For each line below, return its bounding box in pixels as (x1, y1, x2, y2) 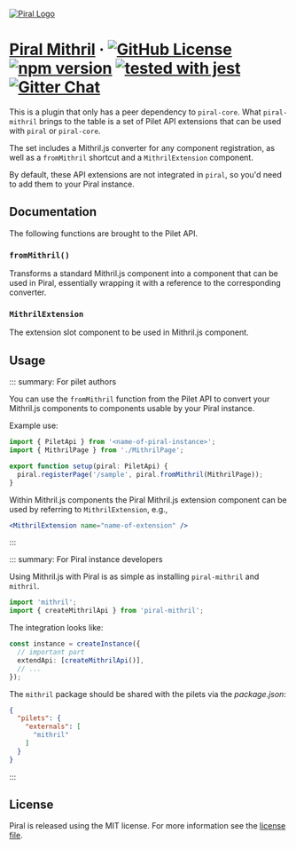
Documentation (9, 204, 97, 219)
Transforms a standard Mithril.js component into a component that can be (9, 268, 279, 279)
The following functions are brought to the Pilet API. (9, 227, 199, 239)
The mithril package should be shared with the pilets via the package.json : (9, 688, 286, 699)
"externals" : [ (25, 722, 82, 732)
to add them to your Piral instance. (9, 179, 136, 189)
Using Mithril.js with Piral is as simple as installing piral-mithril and (9, 571, 260, 582)
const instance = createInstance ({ (9, 639, 141, 648)
